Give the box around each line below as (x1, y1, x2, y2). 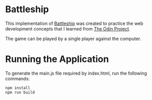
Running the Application (5, 53, 109, 65)
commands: (5, 75, 30, 82)
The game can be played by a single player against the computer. (5, 36, 141, 42)
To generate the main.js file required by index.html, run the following (5, 70, 147, 76)
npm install (5, 85, 30, 90)
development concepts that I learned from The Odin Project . (5, 25, 130, 31)
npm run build (5, 90, 35, 95)
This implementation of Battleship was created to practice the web (5, 20, 143, 26)
